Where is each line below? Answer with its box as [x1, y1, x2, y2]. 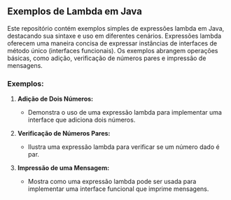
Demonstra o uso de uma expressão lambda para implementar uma [27, 108, 223, 117]
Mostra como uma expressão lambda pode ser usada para [27, 178, 197, 186]
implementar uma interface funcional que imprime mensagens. [27, 185, 209, 193]
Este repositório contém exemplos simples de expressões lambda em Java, [7, 24, 225, 32]
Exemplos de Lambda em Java [7, 6, 142, 17]
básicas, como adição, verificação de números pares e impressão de [7, 54, 206, 62]
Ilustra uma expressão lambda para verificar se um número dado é [27, 143, 220, 151]
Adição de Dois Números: [17, 94, 94, 103]
